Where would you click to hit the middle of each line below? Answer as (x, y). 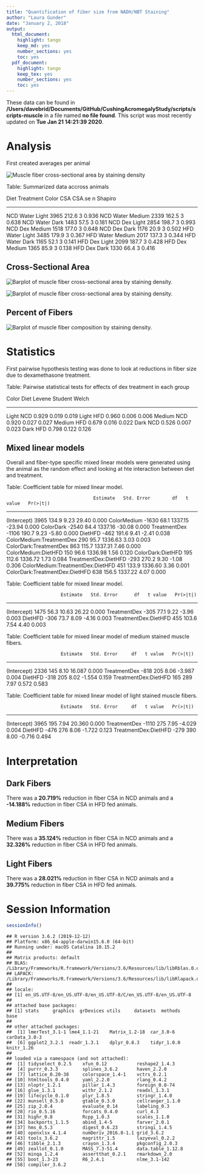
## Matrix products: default (43, 957)
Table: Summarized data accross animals (58, 186)
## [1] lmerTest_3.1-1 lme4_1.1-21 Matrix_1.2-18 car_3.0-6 (90, 1032)
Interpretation (42, 761)
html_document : (31, 35)
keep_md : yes (34, 46)
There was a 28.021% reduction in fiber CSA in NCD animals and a (90, 878)
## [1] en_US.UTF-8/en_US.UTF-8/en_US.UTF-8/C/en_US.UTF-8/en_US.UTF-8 (99, 995)
